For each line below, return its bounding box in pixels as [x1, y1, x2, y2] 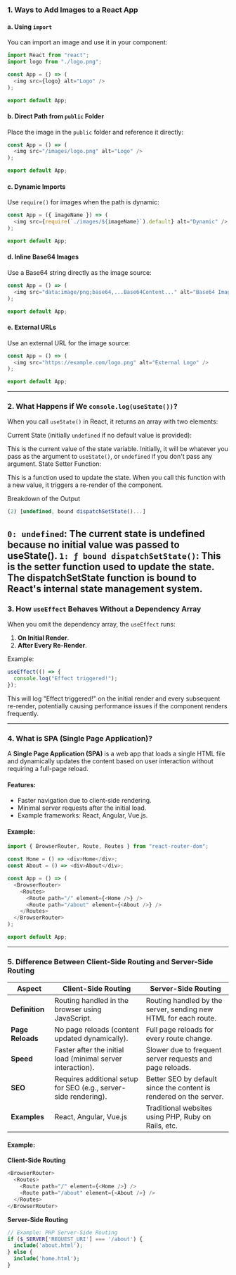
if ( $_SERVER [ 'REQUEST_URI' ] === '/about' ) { [7, 1236, 143, 1243]
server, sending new [145, 1004, 214, 1014]
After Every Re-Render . [17, 641, 88, 650]
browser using [54, 1004, 102, 1014]
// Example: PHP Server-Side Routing [7, 1228, 118, 1236]
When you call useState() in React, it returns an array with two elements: [7, 417, 218, 426]
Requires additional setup [54, 1074, 138, 1084]
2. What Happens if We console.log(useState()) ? [7, 402, 178, 412]
